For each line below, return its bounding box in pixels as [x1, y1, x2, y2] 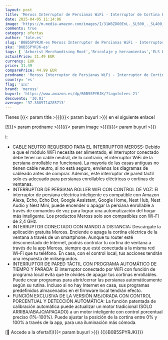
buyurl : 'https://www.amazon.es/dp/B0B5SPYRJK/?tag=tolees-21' [5, 91, 140, 96]
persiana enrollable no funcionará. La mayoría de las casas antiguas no [12, 160, 159, 166]
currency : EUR [5, 59, 35, 64]
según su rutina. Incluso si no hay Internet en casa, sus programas [12, 282, 150, 288]
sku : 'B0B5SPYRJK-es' [5, 45, 50, 50]
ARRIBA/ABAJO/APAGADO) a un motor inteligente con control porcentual [12, 309, 163, 315]
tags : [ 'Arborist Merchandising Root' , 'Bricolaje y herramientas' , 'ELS [5, 49, 160, 54]
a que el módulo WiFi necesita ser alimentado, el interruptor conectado [12, 149, 159, 155]
